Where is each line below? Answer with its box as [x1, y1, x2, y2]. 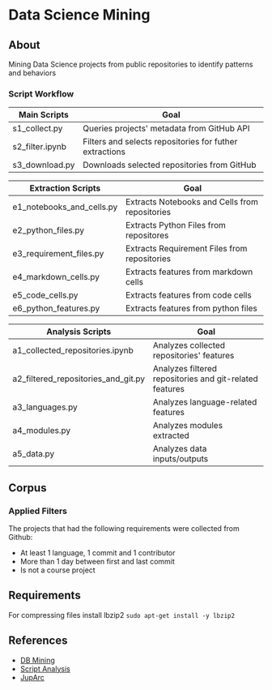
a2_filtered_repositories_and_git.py [12, 373, 146, 384]
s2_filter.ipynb [12, 141, 67, 152]
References [8, 634, 68, 648]
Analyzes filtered [152, 363, 217, 375]
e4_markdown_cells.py [12, 272, 100, 283]
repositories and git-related [152, 373, 259, 384]
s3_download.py [12, 160, 75, 171]
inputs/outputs [152, 453, 209, 465]
